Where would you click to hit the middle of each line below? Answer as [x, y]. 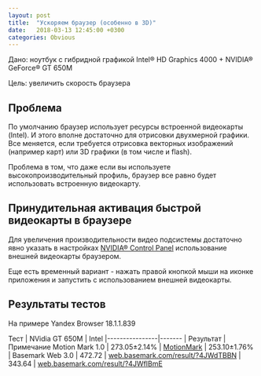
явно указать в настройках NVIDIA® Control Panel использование [118, 247]
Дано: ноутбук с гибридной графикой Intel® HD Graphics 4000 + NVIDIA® [130, 60]
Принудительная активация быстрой [105, 208]
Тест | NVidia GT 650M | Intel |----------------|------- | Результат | [117, 338]
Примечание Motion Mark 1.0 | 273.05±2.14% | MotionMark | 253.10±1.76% [131, 347]
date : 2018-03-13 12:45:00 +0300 [66, 30]
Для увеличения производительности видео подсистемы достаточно [125, 239]
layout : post [29, 15]
